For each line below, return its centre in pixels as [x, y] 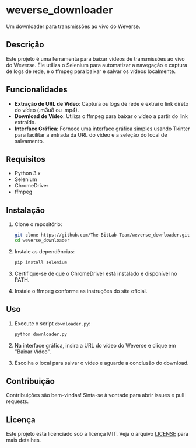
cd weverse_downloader [42, 241]
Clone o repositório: [38, 224]
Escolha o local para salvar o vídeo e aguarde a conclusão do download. [101, 363]
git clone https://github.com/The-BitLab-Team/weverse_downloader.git [102, 235]
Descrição [25, 45]
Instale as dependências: [44, 251]
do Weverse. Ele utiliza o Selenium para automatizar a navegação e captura [97, 65]
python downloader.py [41, 334]
